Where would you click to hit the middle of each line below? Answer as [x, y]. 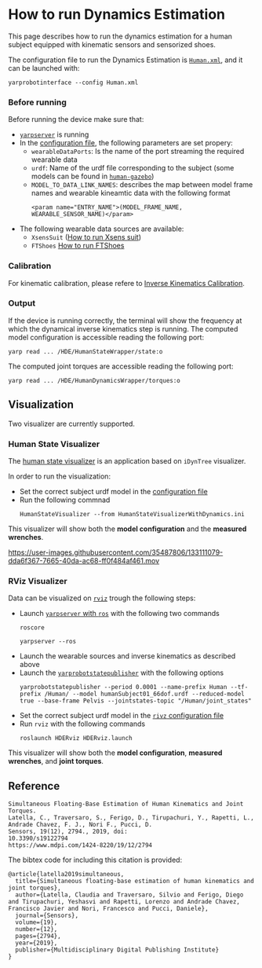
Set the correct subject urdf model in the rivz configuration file [122, 716]
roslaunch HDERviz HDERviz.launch [76, 739]
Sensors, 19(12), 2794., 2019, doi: [68, 832]
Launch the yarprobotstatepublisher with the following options [122, 673]
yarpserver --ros [48, 642]
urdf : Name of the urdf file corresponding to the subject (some [133, 168]
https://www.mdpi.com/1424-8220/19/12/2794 [80, 845]
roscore [32, 628]
